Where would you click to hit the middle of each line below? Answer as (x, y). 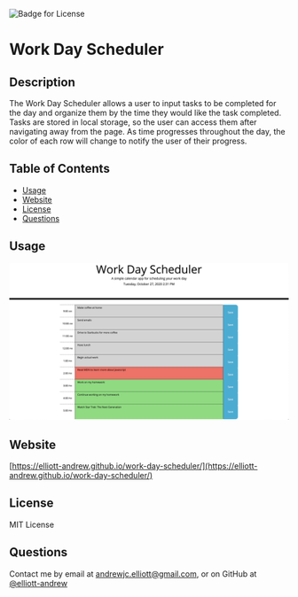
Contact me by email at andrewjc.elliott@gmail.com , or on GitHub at (133, 574)
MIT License (32, 524)
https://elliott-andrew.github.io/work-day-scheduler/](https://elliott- (135, 466)
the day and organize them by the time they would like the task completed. (145, 112)
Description (42, 82)
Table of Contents (60, 169)
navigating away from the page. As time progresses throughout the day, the (147, 132)
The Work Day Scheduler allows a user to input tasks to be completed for (143, 103)
